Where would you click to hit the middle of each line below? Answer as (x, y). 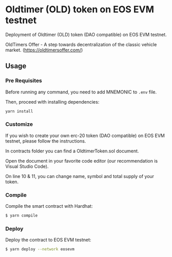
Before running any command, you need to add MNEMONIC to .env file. (81, 92)
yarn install (19, 111)
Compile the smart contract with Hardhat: (49, 206)
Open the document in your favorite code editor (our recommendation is (82, 161)
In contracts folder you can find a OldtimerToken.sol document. (72, 151)
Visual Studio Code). (27, 166)
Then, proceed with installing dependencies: (52, 102)
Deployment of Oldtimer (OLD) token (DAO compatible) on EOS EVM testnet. (86, 34)
